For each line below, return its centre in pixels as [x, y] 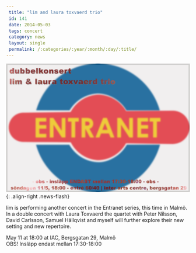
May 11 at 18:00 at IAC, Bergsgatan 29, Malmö [61, 237]
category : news [27, 37]
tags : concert [26, 31]
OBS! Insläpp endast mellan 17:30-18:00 [54, 244]
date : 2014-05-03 [29, 25]
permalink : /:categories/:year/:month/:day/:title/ [73, 50]
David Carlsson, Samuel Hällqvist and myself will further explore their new [95, 220]
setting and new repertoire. [39, 226]
